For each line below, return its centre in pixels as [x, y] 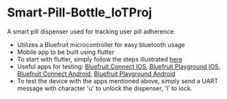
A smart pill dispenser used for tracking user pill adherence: [91, 31]
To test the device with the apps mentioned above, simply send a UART [118, 81]
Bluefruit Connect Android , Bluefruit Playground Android [96, 74]
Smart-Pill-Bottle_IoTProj [80, 13]
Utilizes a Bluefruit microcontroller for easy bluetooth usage [101, 44]
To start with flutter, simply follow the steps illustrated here [99, 59]
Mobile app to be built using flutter [66, 52]
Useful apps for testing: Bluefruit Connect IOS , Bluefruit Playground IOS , [119, 66]
